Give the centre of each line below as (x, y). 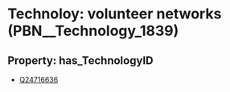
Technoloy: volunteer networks (115, 14)
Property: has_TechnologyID (80, 60)
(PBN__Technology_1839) (93, 31)
